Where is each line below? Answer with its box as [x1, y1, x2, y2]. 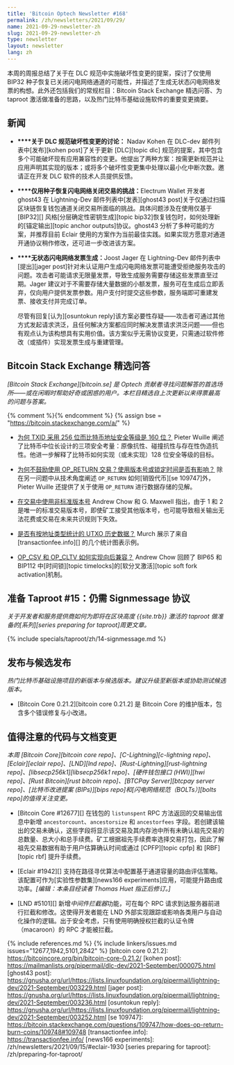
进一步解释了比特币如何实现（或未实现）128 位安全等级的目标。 [35, 450, 218, 459]
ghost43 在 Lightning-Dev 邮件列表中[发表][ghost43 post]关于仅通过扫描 [17, 195, 226, 204]
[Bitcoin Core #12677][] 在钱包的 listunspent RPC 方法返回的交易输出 [17, 808, 217, 817]
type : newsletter [7, 36, 58, 43]
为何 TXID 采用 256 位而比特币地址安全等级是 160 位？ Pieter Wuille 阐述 [17, 432, 224, 441]
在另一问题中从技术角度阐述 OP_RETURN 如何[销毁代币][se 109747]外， [17, 473, 215, 482]
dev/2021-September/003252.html [7, 1013, 107, 1021]
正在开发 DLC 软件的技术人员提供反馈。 [23, 172, 137, 180]
